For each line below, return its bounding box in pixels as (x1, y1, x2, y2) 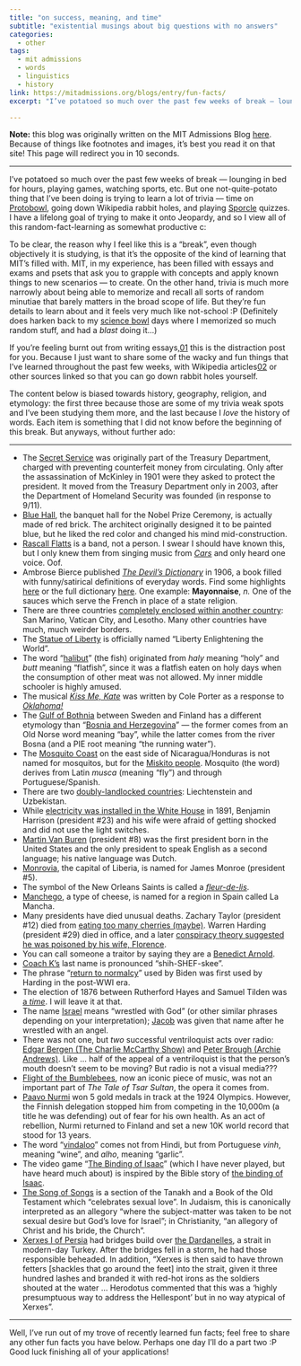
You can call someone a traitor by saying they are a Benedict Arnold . (21, 948, 276, 959)
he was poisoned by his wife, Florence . (21, 939, 168, 950)
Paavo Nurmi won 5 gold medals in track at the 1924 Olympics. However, (21, 1092, 291, 1103)
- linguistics (17, 72, 70, 81)
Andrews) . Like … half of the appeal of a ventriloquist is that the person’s (21, 1053, 290, 1064)
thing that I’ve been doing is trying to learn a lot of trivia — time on (9, 193, 254, 204)
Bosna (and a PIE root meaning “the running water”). (21, 738, 217, 750)
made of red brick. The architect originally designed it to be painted (21, 519, 271, 530)
